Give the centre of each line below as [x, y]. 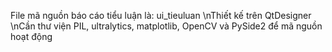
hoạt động [31, 36]
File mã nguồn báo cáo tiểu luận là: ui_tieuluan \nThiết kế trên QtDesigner [161, 15]
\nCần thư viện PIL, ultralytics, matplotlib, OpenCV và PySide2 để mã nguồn [166, 26]
